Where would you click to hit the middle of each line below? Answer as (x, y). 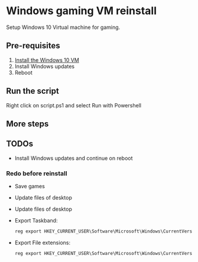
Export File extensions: (43, 243)
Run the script (33, 91)
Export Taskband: (36, 221)
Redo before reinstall (37, 173)
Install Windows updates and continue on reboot (74, 158)
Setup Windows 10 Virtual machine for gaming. (63, 27)
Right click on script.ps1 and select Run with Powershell (74, 105)
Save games (30, 186)
